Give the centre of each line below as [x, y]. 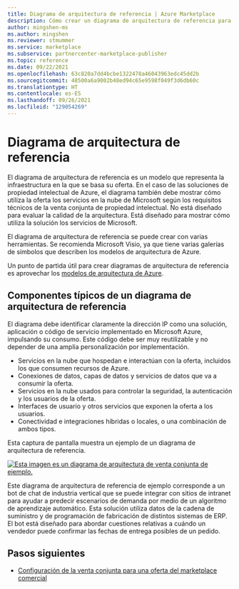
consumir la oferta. [45, 383]
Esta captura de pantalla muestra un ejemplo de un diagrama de [102, 443]
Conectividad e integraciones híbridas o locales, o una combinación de [122, 421]
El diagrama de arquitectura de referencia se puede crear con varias [108, 236]
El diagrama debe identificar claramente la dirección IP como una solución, [117, 324]
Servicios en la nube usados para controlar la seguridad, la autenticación [125, 391]
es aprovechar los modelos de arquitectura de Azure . [86, 273]
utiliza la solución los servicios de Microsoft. [72, 223]
